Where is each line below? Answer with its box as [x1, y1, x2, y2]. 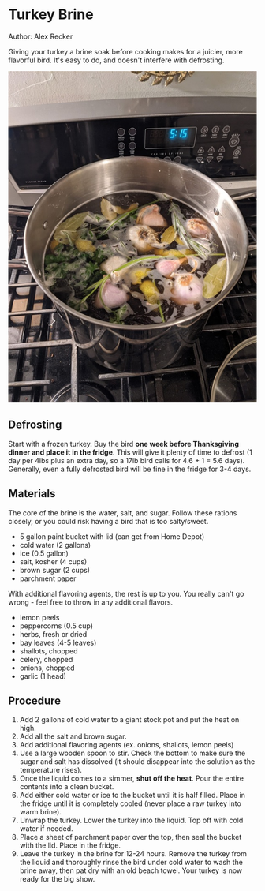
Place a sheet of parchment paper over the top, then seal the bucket [19, 833, 242, 842]
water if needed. [19, 824, 73, 833]
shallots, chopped [19, 646, 78, 656]
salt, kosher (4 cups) [19, 556, 88, 566]
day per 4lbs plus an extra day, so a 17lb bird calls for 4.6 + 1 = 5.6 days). [8, 455, 245, 465]
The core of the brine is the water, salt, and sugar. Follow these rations [8, 507, 237, 518]
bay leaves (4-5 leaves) [19, 638, 97, 647]
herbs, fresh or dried [19, 629, 88, 638]
